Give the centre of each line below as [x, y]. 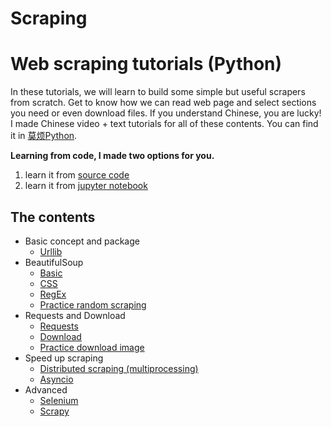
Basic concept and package [82, 241]
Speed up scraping [64, 358]
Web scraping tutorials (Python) [146, 64]
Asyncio [56, 379]
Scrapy [54, 411]
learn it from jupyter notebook [86, 186]
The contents [53, 217]
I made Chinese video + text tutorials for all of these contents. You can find [164, 124]
